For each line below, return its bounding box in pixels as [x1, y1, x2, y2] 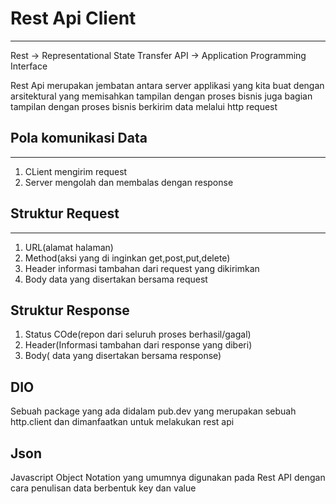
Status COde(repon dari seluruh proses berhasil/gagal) [24, 328, 252, 341]
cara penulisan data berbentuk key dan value [10, 482, 197, 494]
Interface [10, 60, 48, 72]
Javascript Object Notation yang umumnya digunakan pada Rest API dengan [10, 472, 326, 483]
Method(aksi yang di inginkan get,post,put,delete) [24, 252, 231, 264]
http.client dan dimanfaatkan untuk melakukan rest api [10, 416, 235, 428]
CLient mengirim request [24, 165, 128, 177]
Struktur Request [10, 205, 120, 222]
